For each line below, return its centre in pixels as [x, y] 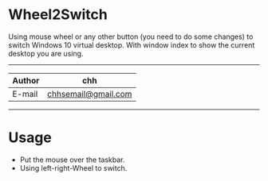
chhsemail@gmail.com [90, 94]
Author [26, 80]
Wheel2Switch [58, 15]
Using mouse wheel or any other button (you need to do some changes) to [131, 37]
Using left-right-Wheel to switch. [73, 168]
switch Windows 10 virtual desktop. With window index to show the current [132, 44]
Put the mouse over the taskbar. [72, 160]
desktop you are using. [46, 53]
